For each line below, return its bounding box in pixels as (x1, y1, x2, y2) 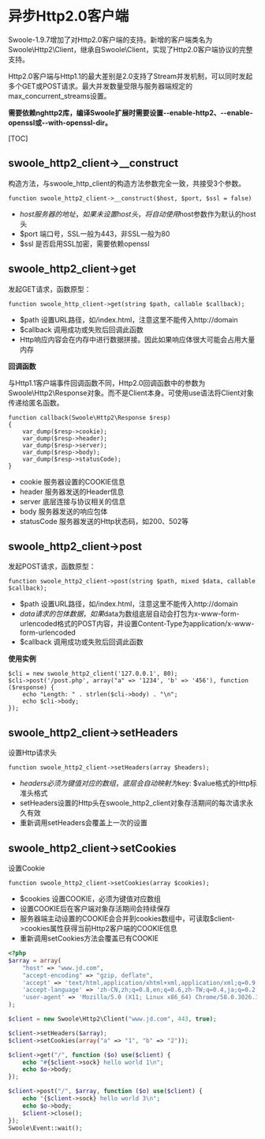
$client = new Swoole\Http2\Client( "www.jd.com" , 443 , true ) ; (8, 1015, 217, 1023)
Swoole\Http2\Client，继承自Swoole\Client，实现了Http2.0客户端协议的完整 (8, 44, 254, 54)
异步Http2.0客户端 (8, 7, 129, 25)
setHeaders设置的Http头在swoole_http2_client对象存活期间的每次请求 (19, 798, 247, 808)
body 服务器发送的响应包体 (19, 507, 108, 516)
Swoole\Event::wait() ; (8, 1124, 83, 1132)
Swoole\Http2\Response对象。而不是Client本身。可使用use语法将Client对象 (8, 388, 254, 398)
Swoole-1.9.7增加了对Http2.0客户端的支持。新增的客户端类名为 (8, 35, 213, 44)
